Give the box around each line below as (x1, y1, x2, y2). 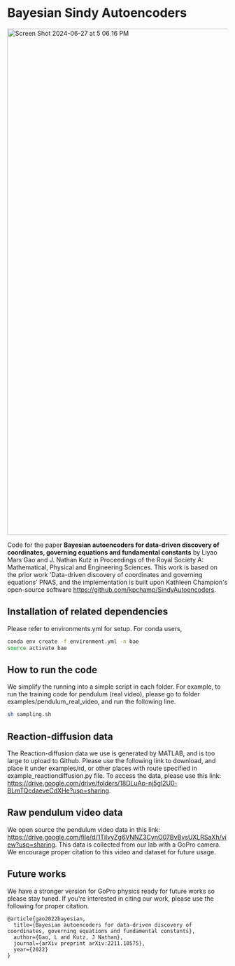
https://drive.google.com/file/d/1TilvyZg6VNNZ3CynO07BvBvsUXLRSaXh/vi (7, 833, 227, 841)
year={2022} (13, 946, 49, 953)
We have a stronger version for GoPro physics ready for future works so (7, 887, 215, 895)
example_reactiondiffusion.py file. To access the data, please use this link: (7, 772, 222, 780)
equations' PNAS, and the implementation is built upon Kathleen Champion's (7, 578, 228, 586)
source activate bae (7, 644, 68, 651)
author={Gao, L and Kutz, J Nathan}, (13, 934, 124, 941)
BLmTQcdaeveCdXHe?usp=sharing (7, 786, 110, 795)
